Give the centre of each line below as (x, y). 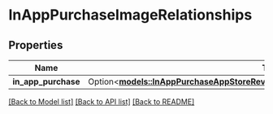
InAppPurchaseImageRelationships (130, 15)
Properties (36, 45)
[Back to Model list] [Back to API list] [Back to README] (102, 102)
